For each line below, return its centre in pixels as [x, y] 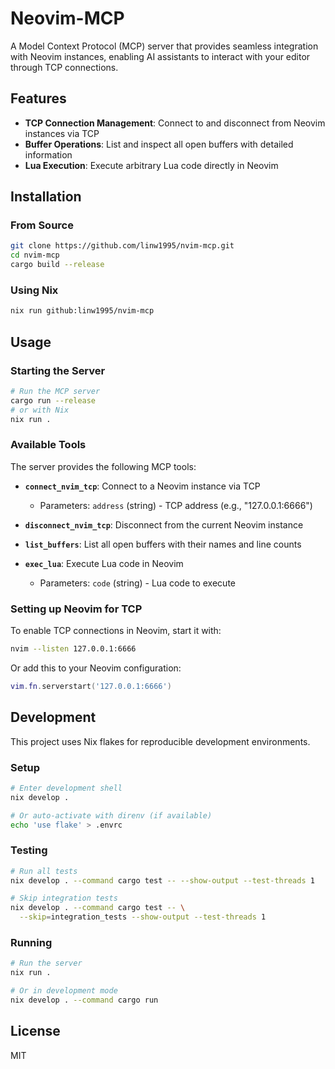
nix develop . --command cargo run [84, 1000]
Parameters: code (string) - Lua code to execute [137, 583]
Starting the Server [58, 370]
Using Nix [34, 290]
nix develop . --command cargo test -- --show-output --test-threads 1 [162, 880]
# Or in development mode [64, 991]
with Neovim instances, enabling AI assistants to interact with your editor [160, 56]
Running [31, 942]
